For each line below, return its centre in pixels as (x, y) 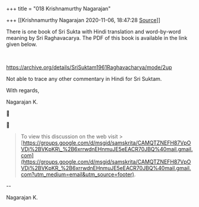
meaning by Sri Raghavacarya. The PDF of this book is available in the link (97, 38)
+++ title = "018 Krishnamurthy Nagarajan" (59, 9)
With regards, (23, 90)
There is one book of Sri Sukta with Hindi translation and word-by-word (94, 32)
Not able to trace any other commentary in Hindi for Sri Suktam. (84, 79)
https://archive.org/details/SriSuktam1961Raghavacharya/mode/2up (89, 67)
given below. (22, 44)
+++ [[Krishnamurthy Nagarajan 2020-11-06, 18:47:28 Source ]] (83, 20)
